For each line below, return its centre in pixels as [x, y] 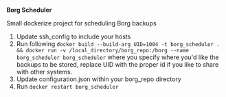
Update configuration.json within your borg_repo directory [99, 79]
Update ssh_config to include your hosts [74, 36]
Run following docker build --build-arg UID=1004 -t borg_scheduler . [118, 44]
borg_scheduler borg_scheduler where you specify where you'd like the [117, 57]
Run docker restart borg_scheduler [67, 86]
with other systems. [44, 72]
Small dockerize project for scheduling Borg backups [82, 23]
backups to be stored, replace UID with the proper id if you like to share [117, 64]
